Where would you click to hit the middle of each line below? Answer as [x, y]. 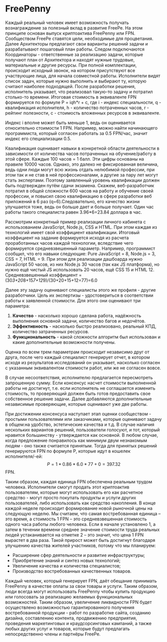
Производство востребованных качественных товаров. [72, 571]
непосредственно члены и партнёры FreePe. [53, 634]
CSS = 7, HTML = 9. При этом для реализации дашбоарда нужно [74, 259]
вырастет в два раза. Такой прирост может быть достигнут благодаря [80, 540]
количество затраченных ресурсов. [51, 331]
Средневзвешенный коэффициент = [44, 275]
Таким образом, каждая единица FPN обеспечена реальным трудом [79, 481]
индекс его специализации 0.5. [38, 139]
